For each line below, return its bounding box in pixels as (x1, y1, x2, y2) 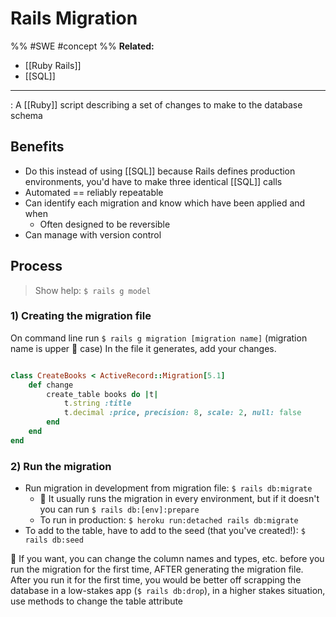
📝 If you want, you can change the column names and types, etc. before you (10, 553, 325, 565)
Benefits (10, 138, 65, 156)
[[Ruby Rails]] (24, 59, 82, 71)
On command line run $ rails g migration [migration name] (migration (10, 332, 308, 344)
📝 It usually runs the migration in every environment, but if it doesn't (39, 493, 320, 505)
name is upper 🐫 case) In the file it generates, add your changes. (10, 342, 277, 354)
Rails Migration (10, 7, 138, 30)
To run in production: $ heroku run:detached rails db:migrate (39, 514, 299, 526)
